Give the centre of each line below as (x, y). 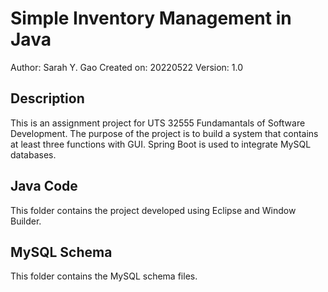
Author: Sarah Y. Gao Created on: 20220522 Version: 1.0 (127, 67)
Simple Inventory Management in (151, 18)
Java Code (44, 186)
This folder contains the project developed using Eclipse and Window (153, 210)
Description (47, 98)
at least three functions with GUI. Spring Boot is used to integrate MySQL (161, 144)
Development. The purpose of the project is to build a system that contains (164, 133)
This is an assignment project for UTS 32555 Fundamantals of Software (158, 123)
